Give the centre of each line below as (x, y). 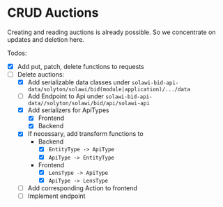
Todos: (17, 53)
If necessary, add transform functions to (86, 134)
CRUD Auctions (53, 13)
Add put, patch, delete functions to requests (80, 66)
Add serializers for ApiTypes (68, 110)
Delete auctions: (41, 74)
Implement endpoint (56, 196)
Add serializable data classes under (79, 82)
